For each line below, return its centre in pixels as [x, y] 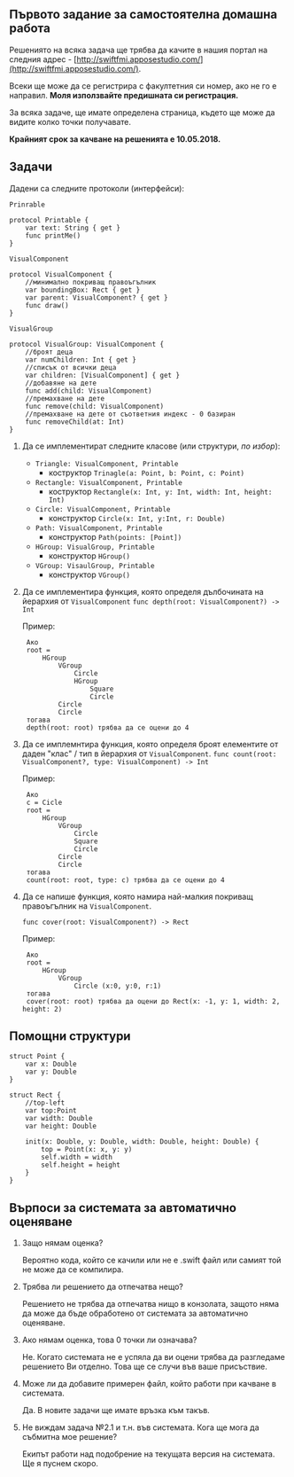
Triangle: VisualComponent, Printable [107, 464]
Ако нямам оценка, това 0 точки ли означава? [109, 1340]
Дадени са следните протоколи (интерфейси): [97, 188]
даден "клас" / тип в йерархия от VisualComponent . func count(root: [149, 754]
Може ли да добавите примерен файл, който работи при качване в [149, 1384]
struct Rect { [35, 1095]
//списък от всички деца [71, 367]
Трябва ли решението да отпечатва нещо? [103, 1287]
